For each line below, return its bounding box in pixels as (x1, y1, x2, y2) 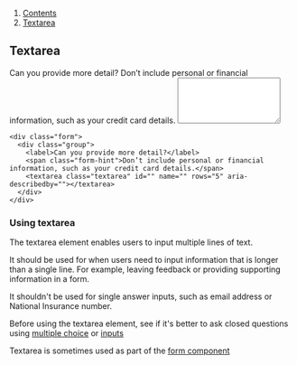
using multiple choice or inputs (9, 328, 125, 339)
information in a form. (9, 274, 90, 285)
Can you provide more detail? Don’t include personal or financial (9, 67, 248, 78)
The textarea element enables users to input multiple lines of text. (9, 237, 254, 248)
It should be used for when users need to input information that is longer (9, 255, 279, 266)
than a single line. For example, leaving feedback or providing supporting (9, 264, 282, 275)
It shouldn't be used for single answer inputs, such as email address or (9, 291, 273, 302)
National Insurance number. (9, 301, 113, 312)
